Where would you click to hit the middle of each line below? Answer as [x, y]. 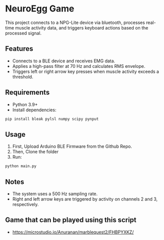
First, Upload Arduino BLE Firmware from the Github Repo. [72, 146]
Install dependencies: [34, 110]
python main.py [21, 166]
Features [19, 49]
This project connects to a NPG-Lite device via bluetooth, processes [75, 22]
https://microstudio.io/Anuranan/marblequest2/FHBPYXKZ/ [73, 232]
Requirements [27, 93]
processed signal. [23, 33]
